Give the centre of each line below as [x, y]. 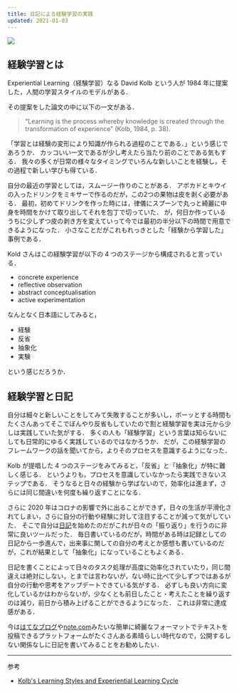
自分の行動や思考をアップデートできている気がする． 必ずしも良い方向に [114, 585]
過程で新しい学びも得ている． [57, 170]
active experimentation [51, 300]
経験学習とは [36, 64]
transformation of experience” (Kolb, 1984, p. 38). [97, 129]
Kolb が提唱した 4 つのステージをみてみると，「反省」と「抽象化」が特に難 [117, 466]
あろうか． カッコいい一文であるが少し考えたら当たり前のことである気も [114, 153]
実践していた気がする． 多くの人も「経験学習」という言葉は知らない [120, 433]
